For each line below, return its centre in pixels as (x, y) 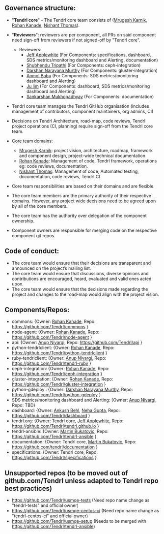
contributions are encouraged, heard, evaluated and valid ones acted (82, 279)
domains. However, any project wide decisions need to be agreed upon (84, 201)
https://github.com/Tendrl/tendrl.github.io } (55, 426)
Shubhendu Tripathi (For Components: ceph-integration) (83, 65)
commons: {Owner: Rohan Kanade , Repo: (54, 321)
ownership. (23, 220)
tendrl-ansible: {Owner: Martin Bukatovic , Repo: (60, 431)
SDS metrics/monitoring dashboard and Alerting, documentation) (92, 60)
